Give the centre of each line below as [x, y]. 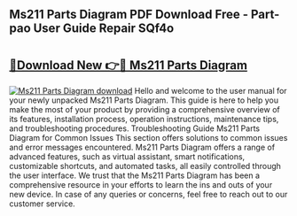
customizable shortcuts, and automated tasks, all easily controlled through [145, 166]
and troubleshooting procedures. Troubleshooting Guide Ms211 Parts [134, 128]
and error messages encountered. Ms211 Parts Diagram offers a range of [142, 147]
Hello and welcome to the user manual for [211, 91]
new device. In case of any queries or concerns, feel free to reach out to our [148, 194]
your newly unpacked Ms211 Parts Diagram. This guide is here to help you [144, 100]
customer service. [42, 204]
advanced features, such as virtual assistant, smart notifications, [127, 157]
